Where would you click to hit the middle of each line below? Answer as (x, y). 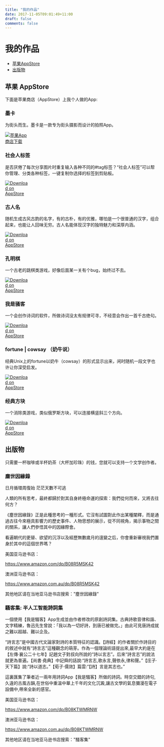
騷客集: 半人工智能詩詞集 (34, 608)
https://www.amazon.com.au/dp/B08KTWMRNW (54, 729)
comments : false (21, 23)
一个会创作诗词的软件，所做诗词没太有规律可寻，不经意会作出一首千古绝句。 (82, 316)
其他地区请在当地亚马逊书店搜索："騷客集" (48, 740)
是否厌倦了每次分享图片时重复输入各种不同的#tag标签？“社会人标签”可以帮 (80, 167)
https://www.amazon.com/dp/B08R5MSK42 (49, 564)
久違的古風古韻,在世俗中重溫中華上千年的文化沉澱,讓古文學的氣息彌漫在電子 (81, 683)
